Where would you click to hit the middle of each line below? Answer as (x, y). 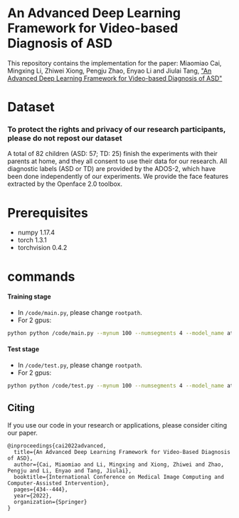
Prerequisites (48, 213)
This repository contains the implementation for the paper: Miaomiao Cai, (115, 63)
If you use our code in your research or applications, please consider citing (117, 425)
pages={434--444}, (41, 489)
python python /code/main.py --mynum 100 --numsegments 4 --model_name (116, 333)
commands (41, 276)
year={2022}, (33, 496)
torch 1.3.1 (32, 240)
